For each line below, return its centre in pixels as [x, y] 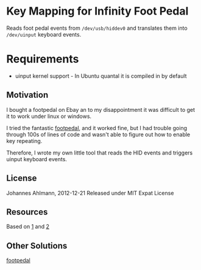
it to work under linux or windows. [49, 116]
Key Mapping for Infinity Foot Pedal [97, 11]
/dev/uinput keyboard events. [44, 34]
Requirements [43, 59]
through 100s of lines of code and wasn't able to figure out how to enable [98, 134]
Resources [27, 212]
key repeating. [24, 140]
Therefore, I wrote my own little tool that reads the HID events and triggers [100, 153]
